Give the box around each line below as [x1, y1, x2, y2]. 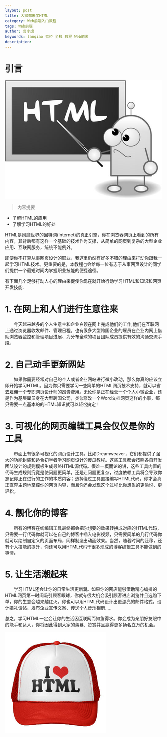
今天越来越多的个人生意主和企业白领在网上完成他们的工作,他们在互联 [14, 321, 155, 327]
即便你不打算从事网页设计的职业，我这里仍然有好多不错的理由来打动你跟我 [5, 255, 158, 261]
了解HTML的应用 [12, 215, 47, 221]
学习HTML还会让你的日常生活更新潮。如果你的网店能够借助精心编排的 [14, 586, 158, 592]
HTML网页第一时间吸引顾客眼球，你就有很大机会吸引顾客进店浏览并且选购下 [5, 592, 162, 598]
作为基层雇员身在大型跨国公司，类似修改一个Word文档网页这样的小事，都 [9, 395, 160, 401]
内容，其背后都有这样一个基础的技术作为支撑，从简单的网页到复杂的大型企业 [5, 238, 162, 244]
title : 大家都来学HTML [5, 13, 49, 18]
